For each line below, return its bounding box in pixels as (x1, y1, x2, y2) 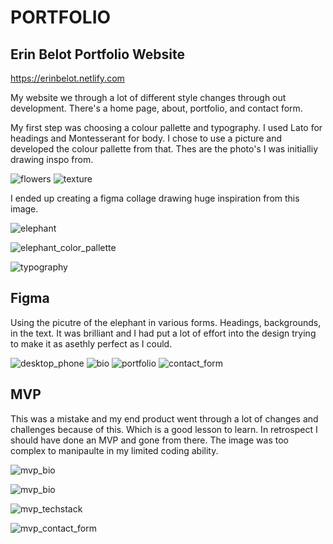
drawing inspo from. (10, 154, 94, 165)
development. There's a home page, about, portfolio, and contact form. (10, 102, 303, 114)
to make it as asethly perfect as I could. (10, 337, 173, 350)
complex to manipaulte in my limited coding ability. (10, 444, 219, 456)
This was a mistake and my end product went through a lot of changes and (10, 412, 319, 425)
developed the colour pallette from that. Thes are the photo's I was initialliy (10, 143, 319, 155)
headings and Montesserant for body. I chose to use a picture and (10, 132, 283, 144)
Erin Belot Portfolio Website (10, 46, 186, 63)
